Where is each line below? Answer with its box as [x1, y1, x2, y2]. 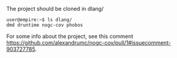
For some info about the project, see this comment [6, 33, 134, 40]
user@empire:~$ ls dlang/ [6, 17, 72, 23]
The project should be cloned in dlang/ [6, 5, 104, 12]
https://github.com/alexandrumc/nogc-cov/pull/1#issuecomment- [6, 39, 172, 46]
